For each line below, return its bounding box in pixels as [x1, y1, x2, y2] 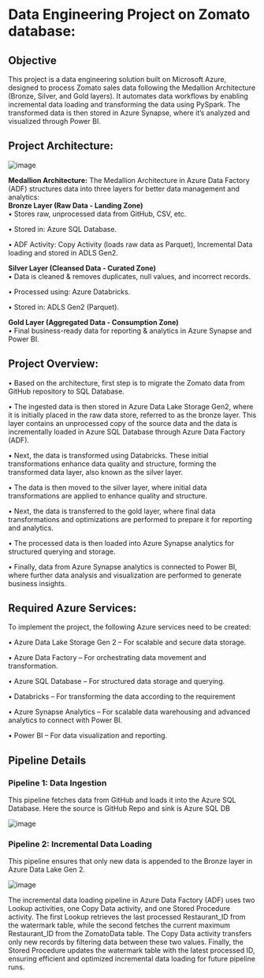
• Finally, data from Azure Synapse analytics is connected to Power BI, [8, 562, 238, 571]
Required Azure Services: [8, 602, 137, 615]
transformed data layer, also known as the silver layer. [8, 467, 184, 476]
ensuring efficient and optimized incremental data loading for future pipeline [8, 954, 256, 964]
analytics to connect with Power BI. [8, 715, 123, 725]
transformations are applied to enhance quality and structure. [8, 491, 207, 500]
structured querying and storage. [8, 547, 116, 556]
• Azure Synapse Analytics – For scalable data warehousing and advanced [8, 707, 251, 717]
